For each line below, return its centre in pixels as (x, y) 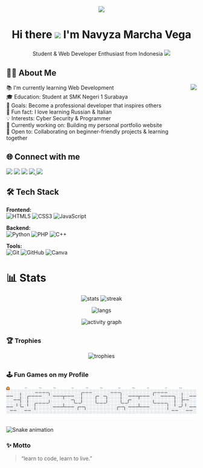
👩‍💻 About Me (31, 73)
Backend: (18, 228)
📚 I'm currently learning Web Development (60, 88)
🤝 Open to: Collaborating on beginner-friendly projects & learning (87, 131)
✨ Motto (19, 446)
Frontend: (19, 210)
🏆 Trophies (24, 340)
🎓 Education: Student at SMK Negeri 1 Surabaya (67, 97)
